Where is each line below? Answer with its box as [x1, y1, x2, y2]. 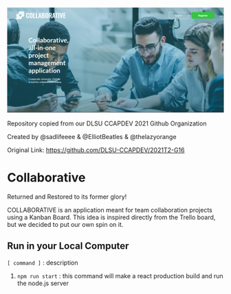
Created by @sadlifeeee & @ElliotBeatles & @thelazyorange [7, 133, 177, 141]
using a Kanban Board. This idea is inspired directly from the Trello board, [7, 213, 216, 221]
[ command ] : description [7, 258, 78, 267]
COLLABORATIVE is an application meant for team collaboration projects [7, 206, 213, 215]
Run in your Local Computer [7, 241, 129, 252]
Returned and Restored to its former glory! [7, 193, 127, 201]
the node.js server [16, 279, 69, 287]
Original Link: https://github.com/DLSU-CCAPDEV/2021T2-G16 [7, 146, 185, 154]
